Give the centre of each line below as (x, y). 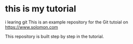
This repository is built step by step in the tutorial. (55, 36)
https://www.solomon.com (32, 27)
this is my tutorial (41, 9)
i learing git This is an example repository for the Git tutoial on (67, 22)
